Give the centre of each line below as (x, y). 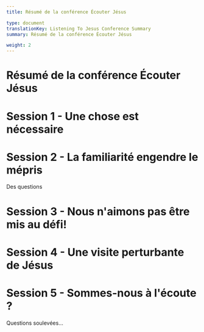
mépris (24, 170)
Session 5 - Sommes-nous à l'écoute (101, 293)
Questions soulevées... (35, 323)
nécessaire (35, 129)
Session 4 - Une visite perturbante (95, 252)
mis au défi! (37, 224)
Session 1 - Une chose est (72, 116)
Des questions (24, 187)
